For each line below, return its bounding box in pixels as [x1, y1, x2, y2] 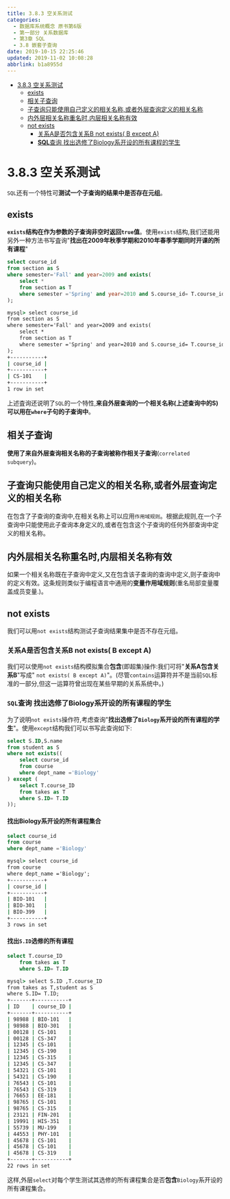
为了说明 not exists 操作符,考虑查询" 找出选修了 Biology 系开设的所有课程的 [7, 715, 214, 724]
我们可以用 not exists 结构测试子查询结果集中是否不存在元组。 [7, 627, 182, 635]
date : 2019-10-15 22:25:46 [7, 49, 84, 55]
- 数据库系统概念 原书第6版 [13, 23, 82, 29]
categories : [7, 16, 41, 23]
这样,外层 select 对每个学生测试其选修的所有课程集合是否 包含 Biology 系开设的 [7, 1176, 223, 1184]
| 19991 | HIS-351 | [7, 1117, 72, 1124]
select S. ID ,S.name [7, 737, 63, 744]
